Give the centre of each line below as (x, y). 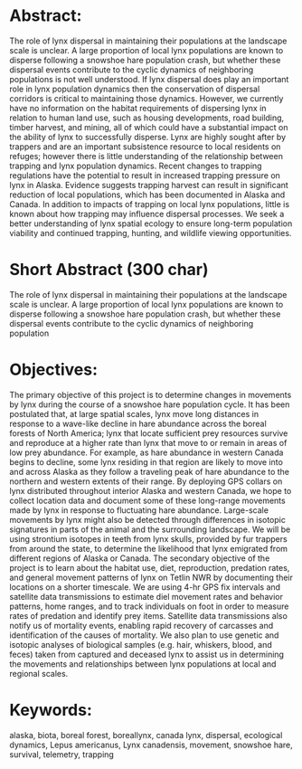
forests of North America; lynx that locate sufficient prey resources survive (149, 433)
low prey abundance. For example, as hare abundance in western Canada (146, 452)
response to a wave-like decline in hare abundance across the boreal (138, 423)
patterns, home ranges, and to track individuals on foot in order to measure (149, 606)
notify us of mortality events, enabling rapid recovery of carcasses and (142, 625)
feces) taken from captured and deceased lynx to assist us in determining (147, 654)
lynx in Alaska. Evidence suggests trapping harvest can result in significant (149, 185)
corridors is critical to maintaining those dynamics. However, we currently (146, 98)
